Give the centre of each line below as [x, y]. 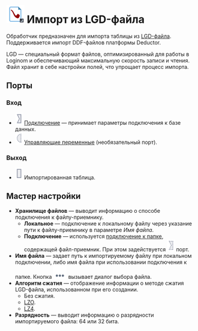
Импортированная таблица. [60, 177]
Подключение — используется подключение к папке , [94, 236]
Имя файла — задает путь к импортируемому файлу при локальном [103, 255]
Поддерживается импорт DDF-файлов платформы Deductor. [83, 42]
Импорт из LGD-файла [86, 19]
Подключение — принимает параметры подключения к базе [102, 122]
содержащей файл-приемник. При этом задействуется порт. [106, 249]
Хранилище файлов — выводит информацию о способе [88, 210]
